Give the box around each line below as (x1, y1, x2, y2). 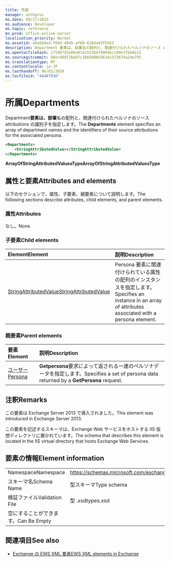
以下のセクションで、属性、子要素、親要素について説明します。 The (5, 191, 146, 197)
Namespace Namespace (8, 469, 65, 476)
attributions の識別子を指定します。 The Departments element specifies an (5, 121, 161, 127)
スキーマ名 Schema (8, 478, 53, 485)
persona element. (114, 316, 157, 323)
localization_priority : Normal (5, 36, 71, 41)
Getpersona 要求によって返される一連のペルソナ (39, 362, 154, 370)
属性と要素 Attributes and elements (5, 176, 116, 185)
